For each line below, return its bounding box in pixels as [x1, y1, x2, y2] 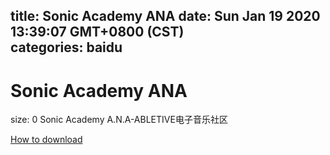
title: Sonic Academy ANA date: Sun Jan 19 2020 [10, 8, 321, 25]
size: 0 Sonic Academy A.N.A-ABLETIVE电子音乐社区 [10, 114, 228, 126]
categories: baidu [10, 39, 123, 56]
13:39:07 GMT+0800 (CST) [10, 24, 185, 41]
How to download [10, 134, 83, 146]
